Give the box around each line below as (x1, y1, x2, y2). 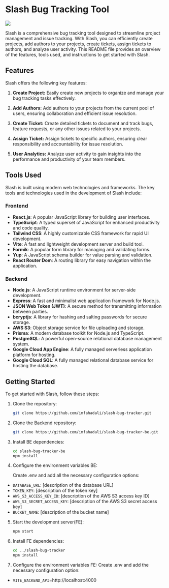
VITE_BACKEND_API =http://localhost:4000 (12, 577, 97, 583)
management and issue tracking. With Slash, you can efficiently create (5, 35, 153, 41)
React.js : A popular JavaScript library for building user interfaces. (12, 214, 151, 220)
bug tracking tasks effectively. (12, 95, 76, 101)
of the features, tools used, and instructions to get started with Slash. (5, 51, 150, 57)
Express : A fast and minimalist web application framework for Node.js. (12, 298, 161, 304)
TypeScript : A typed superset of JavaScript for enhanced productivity (12, 219, 160, 225)
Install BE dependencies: (12, 438, 64, 445)
